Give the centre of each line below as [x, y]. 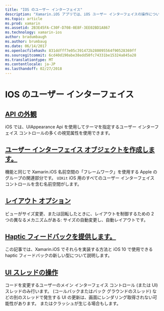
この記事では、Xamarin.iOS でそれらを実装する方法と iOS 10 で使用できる [79, 249]
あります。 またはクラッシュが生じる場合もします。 [69, 304]
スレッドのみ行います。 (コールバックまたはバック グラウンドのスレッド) [78, 291]
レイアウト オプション [38, 201]
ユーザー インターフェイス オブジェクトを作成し [77, 150]
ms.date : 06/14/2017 [26, 46]
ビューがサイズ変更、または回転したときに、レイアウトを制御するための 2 [80, 214]
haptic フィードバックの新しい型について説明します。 [59, 256]
